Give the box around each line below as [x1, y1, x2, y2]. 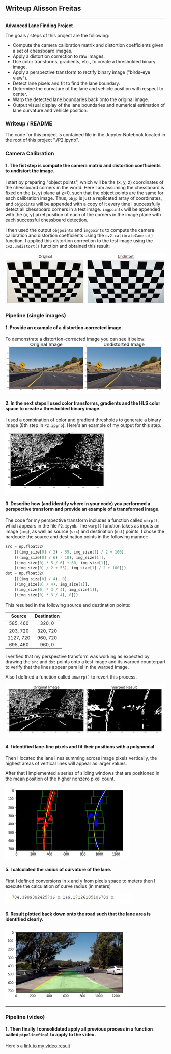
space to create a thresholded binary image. [5, 406, 101, 412]
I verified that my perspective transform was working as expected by [5, 653, 150, 659]
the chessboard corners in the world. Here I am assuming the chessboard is [5, 185, 164, 191]
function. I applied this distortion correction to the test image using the [5, 238, 153, 244]
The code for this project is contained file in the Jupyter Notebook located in [5, 132, 165, 138]
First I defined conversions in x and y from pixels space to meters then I [5, 877, 156, 884]
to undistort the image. [5, 168, 55, 174]
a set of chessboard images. [12, 47, 73, 54]
